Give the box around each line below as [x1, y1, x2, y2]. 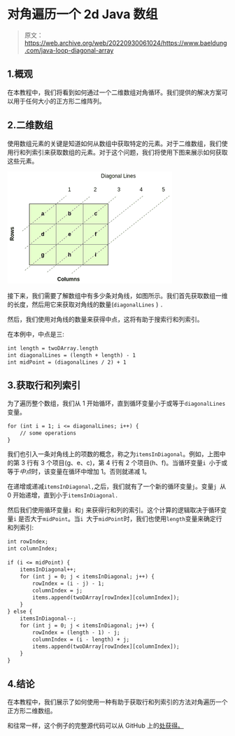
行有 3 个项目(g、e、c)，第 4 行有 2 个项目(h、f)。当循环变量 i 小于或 [27, 459, 228, 467]
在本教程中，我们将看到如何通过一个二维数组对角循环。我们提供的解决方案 [7, 88, 222, 97]
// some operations [20, 430, 77, 437]
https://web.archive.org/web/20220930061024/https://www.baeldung [24, 38, 227, 47]
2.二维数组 [7, 120, 54, 132]
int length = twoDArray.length [7, 344, 99, 352]
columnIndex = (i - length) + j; [32, 636, 130, 644]
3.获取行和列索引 [7, 379, 81, 391]
